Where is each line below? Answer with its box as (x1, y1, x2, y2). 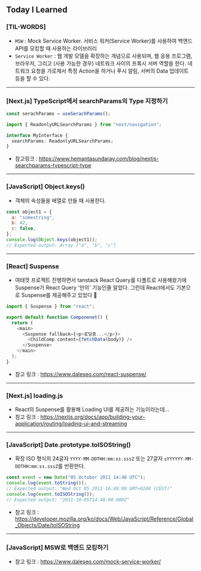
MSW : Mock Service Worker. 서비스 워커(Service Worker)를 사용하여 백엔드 (14, 37, 193, 44)
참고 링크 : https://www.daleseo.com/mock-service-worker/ (14, 558, 162, 566)
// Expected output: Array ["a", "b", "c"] (6, 242, 117, 248)
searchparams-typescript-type (14, 162, 92, 169)
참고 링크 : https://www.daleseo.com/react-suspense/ (14, 370, 147, 377)
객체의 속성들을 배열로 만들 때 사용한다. (14, 197, 106, 204)
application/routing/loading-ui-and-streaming (14, 420, 127, 428)
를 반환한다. (57, 462, 86, 470)
